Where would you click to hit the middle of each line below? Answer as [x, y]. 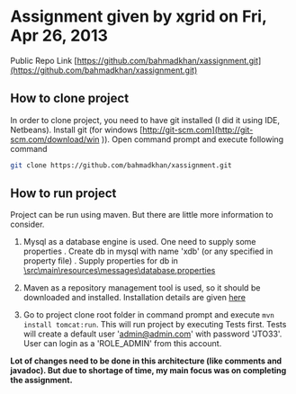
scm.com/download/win [55, 139]
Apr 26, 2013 [59, 36]
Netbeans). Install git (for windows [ [76, 130]
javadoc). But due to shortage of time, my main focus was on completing [148, 371]
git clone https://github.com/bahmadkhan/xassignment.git [121, 165]
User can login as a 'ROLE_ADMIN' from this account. [122, 344]
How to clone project [70, 98]
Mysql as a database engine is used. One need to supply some [139, 242]
